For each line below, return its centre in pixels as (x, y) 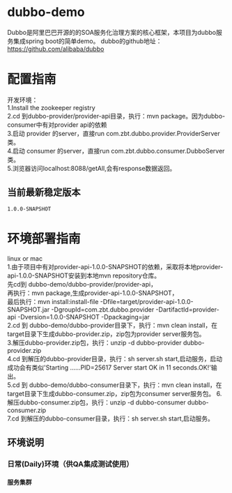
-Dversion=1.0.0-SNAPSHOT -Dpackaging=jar (83, 317)
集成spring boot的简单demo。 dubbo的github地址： (87, 41)
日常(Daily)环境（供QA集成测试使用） (70, 464)
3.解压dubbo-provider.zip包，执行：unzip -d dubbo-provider (94, 342)
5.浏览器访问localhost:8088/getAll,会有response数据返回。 (92, 168)
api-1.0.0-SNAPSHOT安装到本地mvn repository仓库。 (84, 275)
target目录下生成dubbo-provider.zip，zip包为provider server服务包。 (106, 334)
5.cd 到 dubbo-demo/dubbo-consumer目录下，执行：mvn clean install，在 (115, 385)
